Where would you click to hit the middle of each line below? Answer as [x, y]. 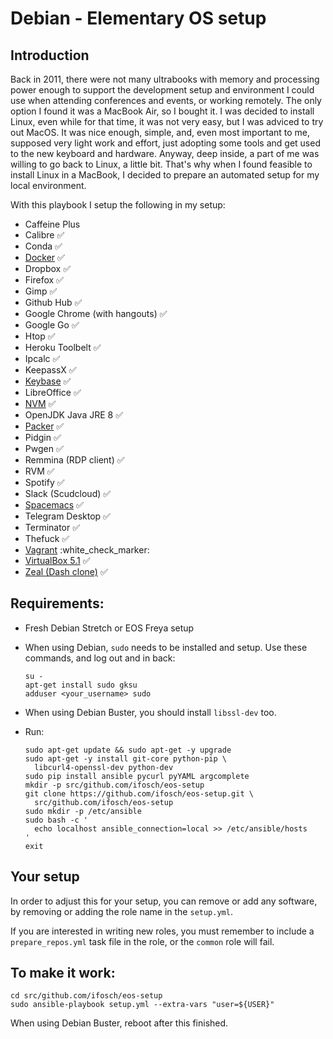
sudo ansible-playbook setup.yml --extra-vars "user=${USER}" [142, 1005]
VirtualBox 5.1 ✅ [57, 560]
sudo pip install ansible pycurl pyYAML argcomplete [137, 776]
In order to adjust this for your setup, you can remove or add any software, [164, 901]
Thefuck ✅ [47, 538]
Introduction [50, 55]
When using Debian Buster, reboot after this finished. [119, 1023]
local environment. [48, 185]
